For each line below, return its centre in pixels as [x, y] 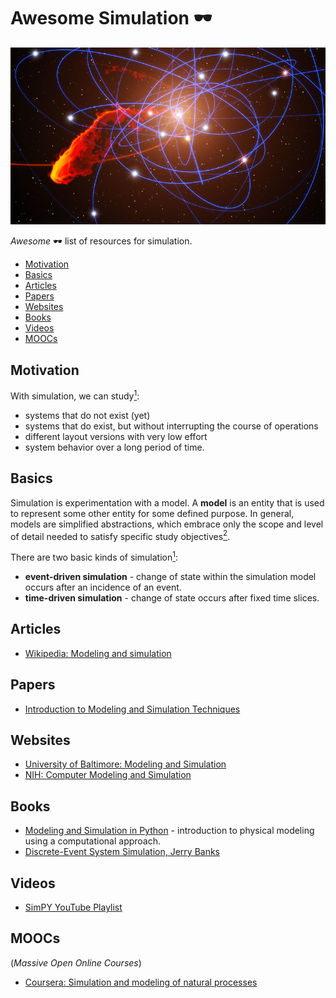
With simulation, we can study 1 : [75, 395]
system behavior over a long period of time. [114, 447]
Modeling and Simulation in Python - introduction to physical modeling [169, 831]
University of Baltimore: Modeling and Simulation [125, 764]
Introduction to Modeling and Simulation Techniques [132, 709]
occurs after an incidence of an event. [103, 587]
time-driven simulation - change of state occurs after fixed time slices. [172, 598]
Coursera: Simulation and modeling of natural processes [141, 982]
